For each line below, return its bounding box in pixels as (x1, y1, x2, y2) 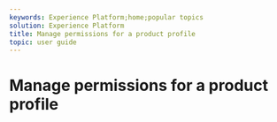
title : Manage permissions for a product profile (9, 29, 196, 38)
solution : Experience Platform (9, 21, 125, 30)
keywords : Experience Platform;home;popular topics (9, 12, 204, 22)
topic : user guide (9, 37, 77, 47)
